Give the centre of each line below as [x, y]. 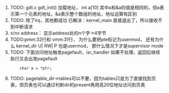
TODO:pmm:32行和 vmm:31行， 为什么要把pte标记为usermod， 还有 [82, 39]
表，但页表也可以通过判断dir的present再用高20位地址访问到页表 [78, 85]
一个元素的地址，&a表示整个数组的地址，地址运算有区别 [78, 14]
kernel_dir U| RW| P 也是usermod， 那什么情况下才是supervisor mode [90, 46]
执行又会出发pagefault [34, 59]
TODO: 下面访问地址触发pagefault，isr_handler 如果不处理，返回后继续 [85, 52]
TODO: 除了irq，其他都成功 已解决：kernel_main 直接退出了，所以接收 [84, 20]
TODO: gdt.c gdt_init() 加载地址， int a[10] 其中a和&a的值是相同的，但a [85, 7]
